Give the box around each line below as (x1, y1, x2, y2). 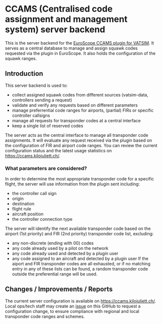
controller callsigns (12, 113, 50, 118)
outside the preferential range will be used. (12, 271, 98, 277)
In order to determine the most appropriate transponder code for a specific (5, 176, 154, 182)
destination (12, 201, 35, 207)
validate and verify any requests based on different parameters (12, 102, 138, 108)
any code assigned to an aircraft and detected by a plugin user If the (12, 256, 149, 261)
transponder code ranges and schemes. (5, 313, 85, 319)
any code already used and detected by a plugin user (12, 251, 118, 257)
